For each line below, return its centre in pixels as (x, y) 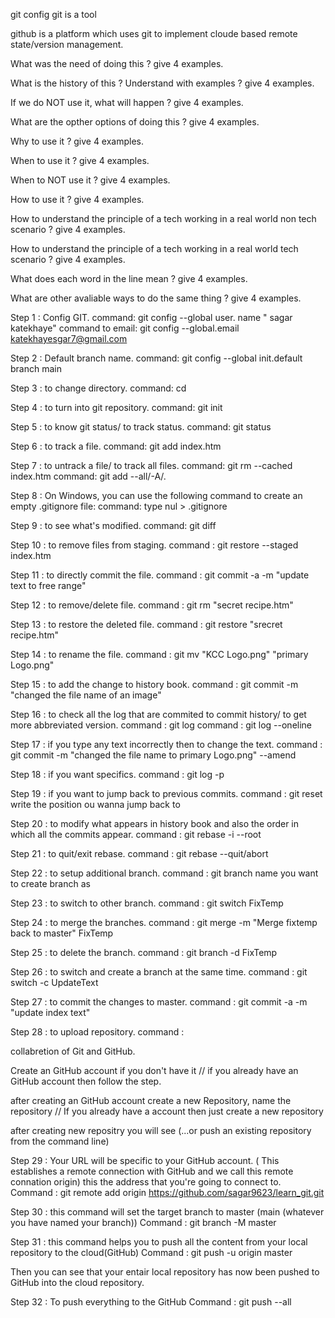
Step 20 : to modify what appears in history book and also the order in (155, 823)
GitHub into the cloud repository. (77, 1282)
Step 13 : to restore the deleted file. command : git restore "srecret (146, 624)
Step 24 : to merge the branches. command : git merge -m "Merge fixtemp (164, 922)
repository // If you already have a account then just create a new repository (167, 1111)
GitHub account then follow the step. (86, 1081)
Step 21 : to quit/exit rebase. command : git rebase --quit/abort (139, 853)
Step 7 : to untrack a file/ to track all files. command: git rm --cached (151, 465)
